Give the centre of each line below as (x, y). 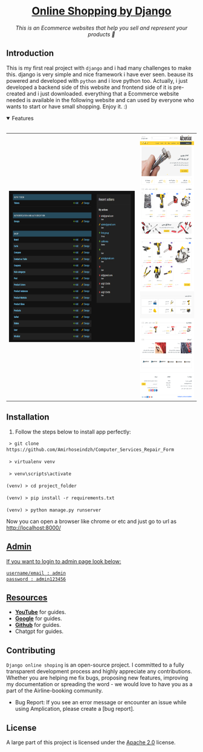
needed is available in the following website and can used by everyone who (100, 100)
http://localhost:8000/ (34, 528)
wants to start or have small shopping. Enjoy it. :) (67, 106)
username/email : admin (36, 573)
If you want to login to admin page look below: (64, 561)
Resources (27, 598)
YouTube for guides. (40, 612)
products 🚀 (101, 34)
